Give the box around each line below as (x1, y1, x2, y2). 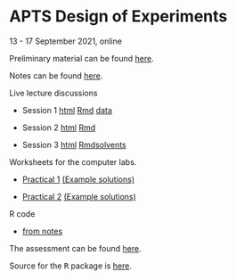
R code (9, 208, 36, 219)
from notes (21, 226, 63, 236)
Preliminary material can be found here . (9, 53, 154, 63)
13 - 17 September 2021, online (9, 36, 123, 46)
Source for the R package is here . (9, 260, 132, 271)
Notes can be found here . (9, 70, 103, 81)
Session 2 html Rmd (21, 122, 96, 133)
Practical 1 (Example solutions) (21, 174, 135, 185)
